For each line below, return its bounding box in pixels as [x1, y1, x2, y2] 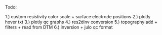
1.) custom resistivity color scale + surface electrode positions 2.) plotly [5, 14, 151, 19]
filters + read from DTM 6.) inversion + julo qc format [5, 24, 113, 30]
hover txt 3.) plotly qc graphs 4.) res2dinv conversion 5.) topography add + [5, 19, 158, 25]
